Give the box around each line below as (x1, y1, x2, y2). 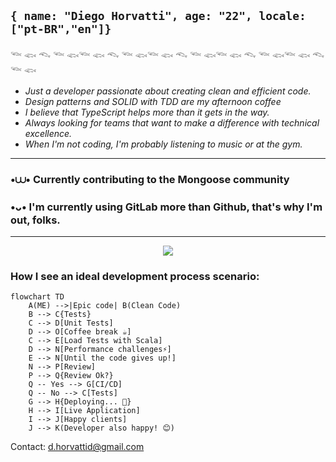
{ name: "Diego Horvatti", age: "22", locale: (10, 9, 307, 24)
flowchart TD (10, 292, 65, 302)
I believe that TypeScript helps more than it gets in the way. (24, 106, 270, 118)
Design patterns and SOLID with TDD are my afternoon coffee (24, 95, 282, 107)
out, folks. (10, 213, 61, 227)
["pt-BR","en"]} (10, 22, 112, 37)
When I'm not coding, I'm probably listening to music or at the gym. (24, 138, 303, 150)
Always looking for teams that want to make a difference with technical (24, 116, 320, 129)
